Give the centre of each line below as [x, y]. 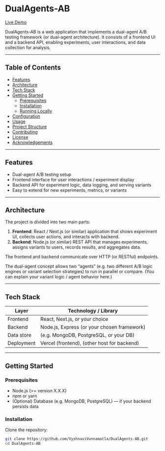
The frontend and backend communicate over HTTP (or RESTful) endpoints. [82, 257]
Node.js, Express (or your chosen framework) [93, 327]
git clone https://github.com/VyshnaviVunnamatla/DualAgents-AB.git [77, 439]
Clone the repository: [27, 430]
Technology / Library [93, 311]
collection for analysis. [28, 47]
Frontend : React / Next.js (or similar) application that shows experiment [84, 232]
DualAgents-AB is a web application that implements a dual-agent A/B [76, 32]
